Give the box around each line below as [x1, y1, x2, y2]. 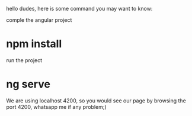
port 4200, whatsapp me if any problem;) [6, 103, 107, 110]
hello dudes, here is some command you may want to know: [6, 5, 153, 12]
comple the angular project [6, 17, 72, 23]
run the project [6, 56, 43, 64]
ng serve [6, 78, 50, 91]
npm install [6, 37, 62, 51]
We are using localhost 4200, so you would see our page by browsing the [6, 97, 187, 104]
